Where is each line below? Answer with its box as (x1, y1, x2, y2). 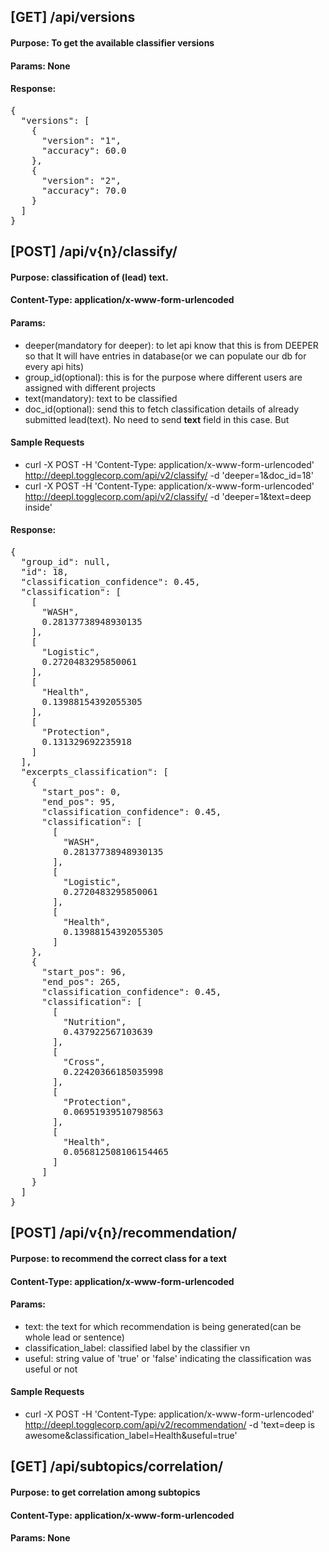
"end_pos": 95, (41, 796, 117, 807)
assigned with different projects (24, 381, 156, 394)
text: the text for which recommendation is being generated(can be (24, 1320, 302, 1332)
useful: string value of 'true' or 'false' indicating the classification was (24, 1352, 312, 1364)
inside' (24, 501, 53, 513)
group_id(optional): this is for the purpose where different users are (24, 371, 303, 383)
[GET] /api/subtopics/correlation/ (10, 1458, 224, 1475)
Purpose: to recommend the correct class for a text (10, 1252, 227, 1264)
